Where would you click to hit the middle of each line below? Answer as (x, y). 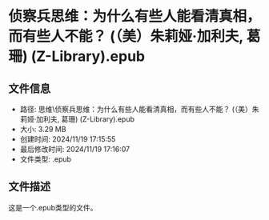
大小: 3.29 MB (43, 129)
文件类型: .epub (46, 159)
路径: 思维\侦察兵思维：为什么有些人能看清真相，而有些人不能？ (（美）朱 (139, 109)
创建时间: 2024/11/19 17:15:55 (68, 139)
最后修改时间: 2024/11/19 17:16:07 (75, 149)
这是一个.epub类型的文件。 (53, 207)
